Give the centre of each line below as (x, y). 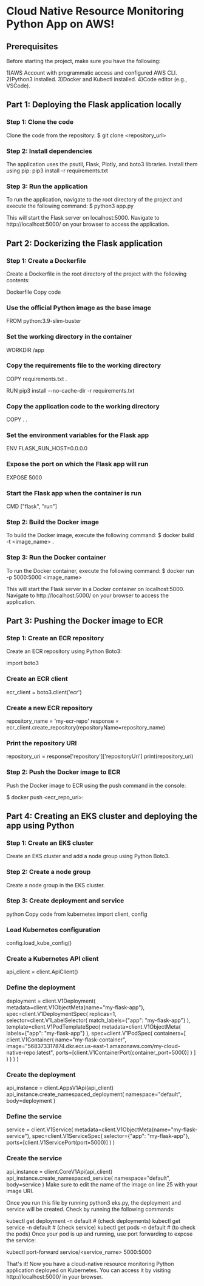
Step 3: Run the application (47, 186)
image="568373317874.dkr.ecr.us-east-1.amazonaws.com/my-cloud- (93, 1046)
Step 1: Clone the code (40, 122)
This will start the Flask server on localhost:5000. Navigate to (83, 218)
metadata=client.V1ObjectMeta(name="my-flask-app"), (76, 1007)
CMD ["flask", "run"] (32, 506)
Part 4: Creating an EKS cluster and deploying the (102, 816)
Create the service (34, 1159)
